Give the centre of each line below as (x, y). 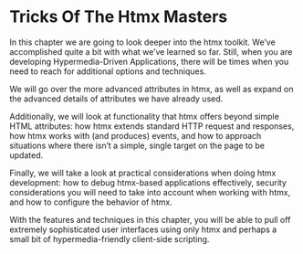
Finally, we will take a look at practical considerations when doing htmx (143, 173)
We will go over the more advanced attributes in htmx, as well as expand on (151, 89)
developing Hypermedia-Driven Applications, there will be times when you (149, 61)
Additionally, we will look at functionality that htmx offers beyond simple (145, 116)
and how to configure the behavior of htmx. (91, 202)
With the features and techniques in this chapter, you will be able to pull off (150, 219)
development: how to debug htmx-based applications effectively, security (148, 182)
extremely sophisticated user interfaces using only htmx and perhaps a (143, 229)
